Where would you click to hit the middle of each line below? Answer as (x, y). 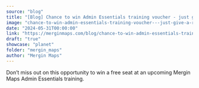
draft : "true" (24, 39)
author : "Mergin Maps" (34, 56)
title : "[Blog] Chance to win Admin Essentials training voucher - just (98, 17)
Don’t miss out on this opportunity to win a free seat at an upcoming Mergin (98, 72)
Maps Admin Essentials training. (45, 79)
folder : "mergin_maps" (34, 50)
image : (14, 22)
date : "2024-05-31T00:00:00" (42, 28)
